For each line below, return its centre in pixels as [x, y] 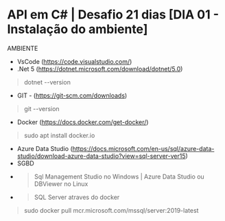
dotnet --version [47, 82]
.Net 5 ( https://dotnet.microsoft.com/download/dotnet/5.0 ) [100, 69]
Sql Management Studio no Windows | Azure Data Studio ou [119, 176]
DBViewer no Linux [61, 184]
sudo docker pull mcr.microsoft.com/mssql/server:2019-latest [111, 210]
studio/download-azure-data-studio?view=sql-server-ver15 [102, 156]
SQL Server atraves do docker [77, 197]
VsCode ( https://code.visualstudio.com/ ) [74, 61]
